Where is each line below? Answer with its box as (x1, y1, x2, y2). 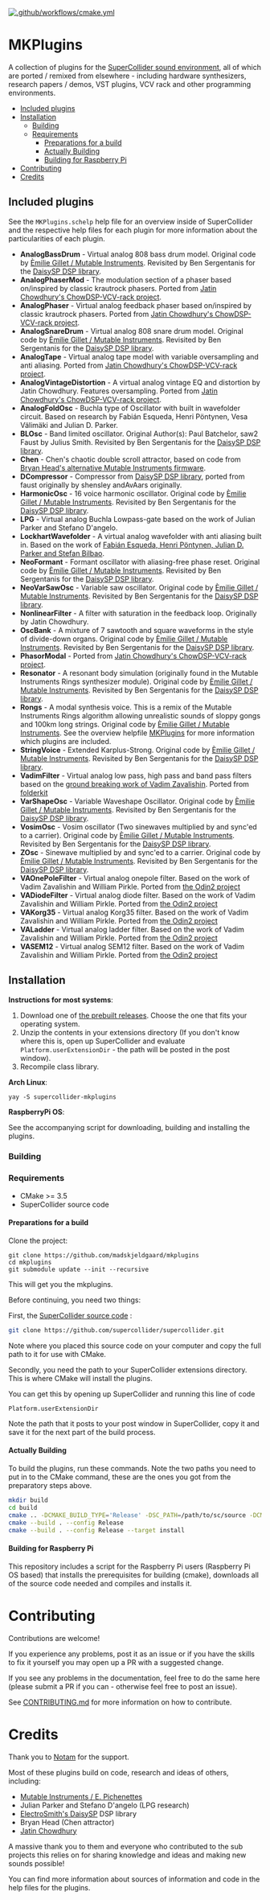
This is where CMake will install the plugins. (8, 1373, 153, 1383)
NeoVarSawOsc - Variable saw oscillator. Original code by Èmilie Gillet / (19, 582, 259, 592)
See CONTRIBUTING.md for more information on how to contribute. (8, 1697, 232, 1707)
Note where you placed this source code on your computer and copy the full (8, 1340, 261, 1351)
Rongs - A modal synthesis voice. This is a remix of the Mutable (19, 702, 232, 712)
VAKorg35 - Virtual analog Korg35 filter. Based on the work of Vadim (19, 907, 249, 917)
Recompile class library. (19, 1062, 100, 1071)
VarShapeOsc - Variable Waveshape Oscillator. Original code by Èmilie (19, 796, 256, 806)
